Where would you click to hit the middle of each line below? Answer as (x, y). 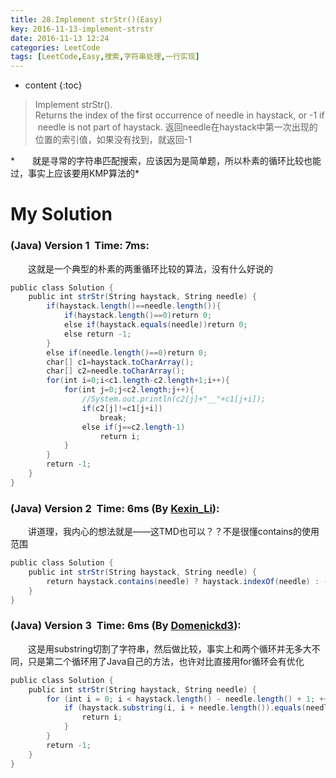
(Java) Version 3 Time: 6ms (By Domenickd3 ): (126, 626)
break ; (113, 417)
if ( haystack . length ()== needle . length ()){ (134, 306)
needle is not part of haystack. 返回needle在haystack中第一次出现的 (177, 127)
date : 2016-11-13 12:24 (60, 38)
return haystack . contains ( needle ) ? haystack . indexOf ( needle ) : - (187, 581)
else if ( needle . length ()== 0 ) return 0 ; (127, 352)
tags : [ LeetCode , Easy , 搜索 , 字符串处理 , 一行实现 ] (105, 57)
